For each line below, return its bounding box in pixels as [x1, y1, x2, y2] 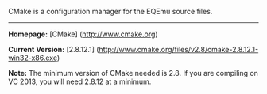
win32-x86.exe [8, 53, 58, 62]
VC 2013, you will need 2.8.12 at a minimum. [8, 77, 152, 86]
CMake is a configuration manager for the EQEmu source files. [8, 7, 213, 16]
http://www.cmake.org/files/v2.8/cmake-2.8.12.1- [99, 45, 259, 54]
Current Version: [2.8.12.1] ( [8, 45, 99, 54]
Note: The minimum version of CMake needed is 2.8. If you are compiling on [8, 69, 258, 77]
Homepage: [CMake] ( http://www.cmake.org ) [8, 29, 158, 39]
